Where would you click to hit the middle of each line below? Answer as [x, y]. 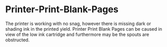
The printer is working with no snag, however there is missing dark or [78, 24]
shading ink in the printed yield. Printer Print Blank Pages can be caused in [84, 29]
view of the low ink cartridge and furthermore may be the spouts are [77, 34]
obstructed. [17, 40]
